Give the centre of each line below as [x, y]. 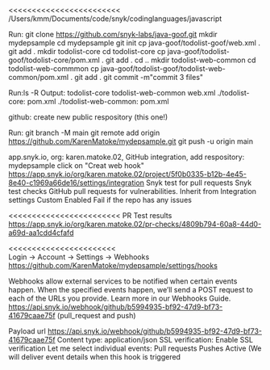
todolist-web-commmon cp [54, 69]
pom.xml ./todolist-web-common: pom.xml [98, 101]
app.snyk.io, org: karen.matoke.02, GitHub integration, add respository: [127, 157]
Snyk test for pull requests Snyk [199, 183]
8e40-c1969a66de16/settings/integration [77, 183]
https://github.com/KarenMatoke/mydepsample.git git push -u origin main [131, 141]
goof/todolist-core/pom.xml [54, 60]
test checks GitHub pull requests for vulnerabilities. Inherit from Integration [132, 191]
